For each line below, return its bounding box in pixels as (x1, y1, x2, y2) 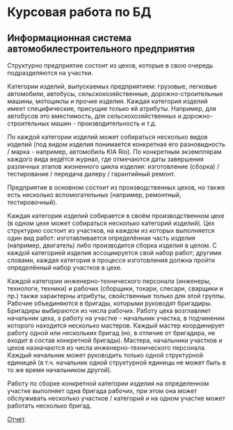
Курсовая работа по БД (7, 4, 152, 20)
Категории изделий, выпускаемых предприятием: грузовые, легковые (7, 82, 218, 91)
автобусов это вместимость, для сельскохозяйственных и (7, 112, 182, 120)
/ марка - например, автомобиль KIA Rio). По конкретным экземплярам (7, 148, 222, 155)
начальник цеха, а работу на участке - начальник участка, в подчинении (7, 314, 225, 322)
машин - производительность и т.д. (51, 119, 157, 128)
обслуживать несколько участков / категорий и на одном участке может (7, 394, 226, 402)
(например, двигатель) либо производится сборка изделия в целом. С (7, 241, 218, 249)
